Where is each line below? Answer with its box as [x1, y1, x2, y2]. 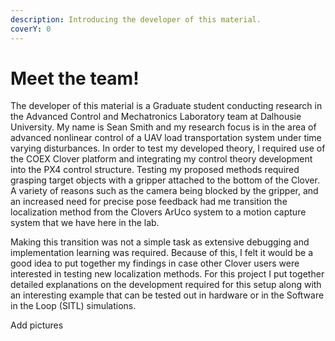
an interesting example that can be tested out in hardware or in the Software [10, 289, 325, 301]
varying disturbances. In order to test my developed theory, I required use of [10, 142, 326, 155]
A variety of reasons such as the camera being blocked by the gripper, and [10, 185, 319, 197]
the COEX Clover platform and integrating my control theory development [10, 153, 313, 165]
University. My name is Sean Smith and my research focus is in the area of [10, 121, 317, 133]
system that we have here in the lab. [10, 217, 160, 229]
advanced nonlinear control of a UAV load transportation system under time [10, 132, 322, 144]
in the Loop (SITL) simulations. [10, 300, 137, 312]
